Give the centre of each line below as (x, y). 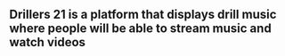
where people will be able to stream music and (140, 29)
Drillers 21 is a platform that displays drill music (143, 15)
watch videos (48, 42)
